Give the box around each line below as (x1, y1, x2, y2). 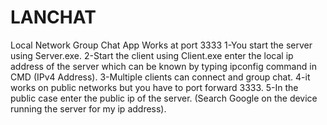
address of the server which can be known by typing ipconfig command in (10, 60, 317, 72)
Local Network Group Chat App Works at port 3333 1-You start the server (10, 39, 313, 51)
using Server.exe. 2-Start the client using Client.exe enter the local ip (10, 49, 294, 61)
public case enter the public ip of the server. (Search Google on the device (10, 92, 318, 104)
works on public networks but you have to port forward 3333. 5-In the (10, 81, 299, 93)
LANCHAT (10, 6, 97, 29)
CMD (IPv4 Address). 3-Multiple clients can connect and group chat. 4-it (10, 71, 311, 83)
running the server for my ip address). (10, 102, 167, 115)
